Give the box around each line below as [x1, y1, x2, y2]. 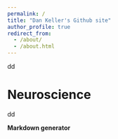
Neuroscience [7, 87, 91, 102]
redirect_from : [7, 29, 52, 37]
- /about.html [13, 43, 55, 50]
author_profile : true [7, 23, 71, 30]
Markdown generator [7, 124, 71, 132]
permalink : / [7, 10, 46, 18]
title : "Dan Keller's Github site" [7, 17, 112, 24]
